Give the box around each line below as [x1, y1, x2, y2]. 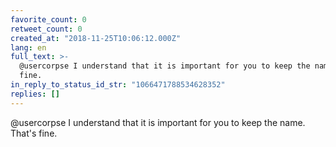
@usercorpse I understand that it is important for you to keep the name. [10, 116, 306, 128]
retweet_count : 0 [10, 24, 83, 34]
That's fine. [10, 127, 58, 139]
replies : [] [10, 89, 60, 99]
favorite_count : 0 [10, 14, 87, 25]
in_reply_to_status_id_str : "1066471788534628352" [10, 80, 226, 90]
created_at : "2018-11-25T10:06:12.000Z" [10, 33, 182, 43]
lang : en [10, 42, 47, 53]
